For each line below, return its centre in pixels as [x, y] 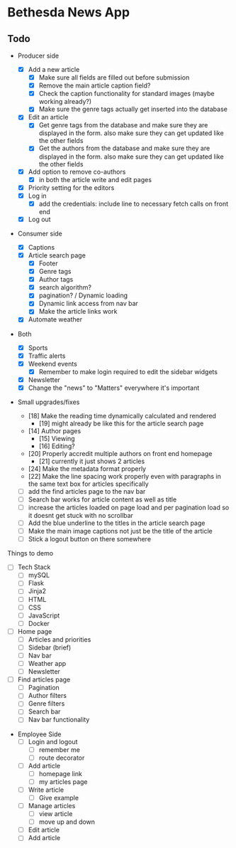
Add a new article [54, 69]
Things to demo [30, 553]
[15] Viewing [57, 438]
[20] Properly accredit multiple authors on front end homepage [120, 453]
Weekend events [53, 364]
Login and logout [53, 741]
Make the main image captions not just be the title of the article [120, 531]
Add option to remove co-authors [77, 171]
